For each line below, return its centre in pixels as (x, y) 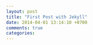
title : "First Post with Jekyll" (47, 17)
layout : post (22, 11)
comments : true (25, 28)
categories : (20, 33)
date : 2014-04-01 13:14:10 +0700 (47, 22)
